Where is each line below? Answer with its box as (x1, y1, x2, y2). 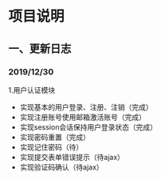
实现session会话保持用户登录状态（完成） (19, 122, 158, 132)
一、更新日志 (8, 42, 72, 55)
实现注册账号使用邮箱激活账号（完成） (19, 112, 146, 122)
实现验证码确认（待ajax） (19, 162, 104, 172)
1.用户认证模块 (8, 85, 56, 94)
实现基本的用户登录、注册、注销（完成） (19, 102, 153, 112)
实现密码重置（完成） (19, 132, 90, 142)
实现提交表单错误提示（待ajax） (19, 152, 125, 162)
